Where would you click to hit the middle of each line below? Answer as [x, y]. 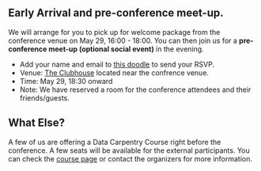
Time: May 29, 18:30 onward [66, 81]
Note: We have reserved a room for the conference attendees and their [135, 89]
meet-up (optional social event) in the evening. [126, 49]
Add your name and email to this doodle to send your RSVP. [117, 64]
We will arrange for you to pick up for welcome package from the [114, 32]
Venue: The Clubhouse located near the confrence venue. [114, 72]
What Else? [37, 123]
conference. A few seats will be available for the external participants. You [129, 150]
